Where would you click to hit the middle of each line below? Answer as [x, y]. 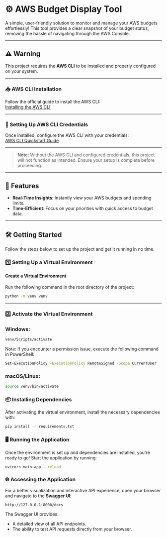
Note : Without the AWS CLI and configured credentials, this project [86, 155]
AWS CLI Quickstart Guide [32, 141]
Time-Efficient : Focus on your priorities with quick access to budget [83, 209]
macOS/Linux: [23, 376]
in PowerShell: [20, 354]
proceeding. [30, 166]
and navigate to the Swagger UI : [38, 496]
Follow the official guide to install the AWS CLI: [53, 102]
